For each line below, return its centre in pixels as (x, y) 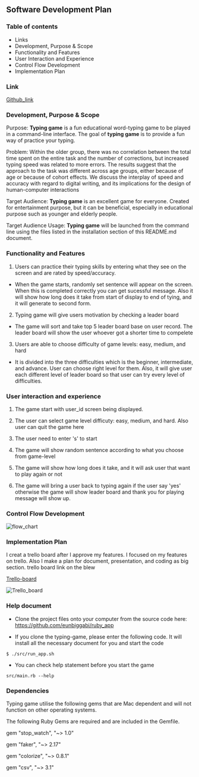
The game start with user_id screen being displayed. (79, 409)
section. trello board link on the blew (51, 567)
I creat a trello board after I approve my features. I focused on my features (97, 555)
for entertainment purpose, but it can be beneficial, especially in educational (99, 208)
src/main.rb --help (30, 676)
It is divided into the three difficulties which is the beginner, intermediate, (104, 362)
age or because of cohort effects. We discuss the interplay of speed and (95, 177)
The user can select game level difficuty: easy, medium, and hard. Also (102, 421)
